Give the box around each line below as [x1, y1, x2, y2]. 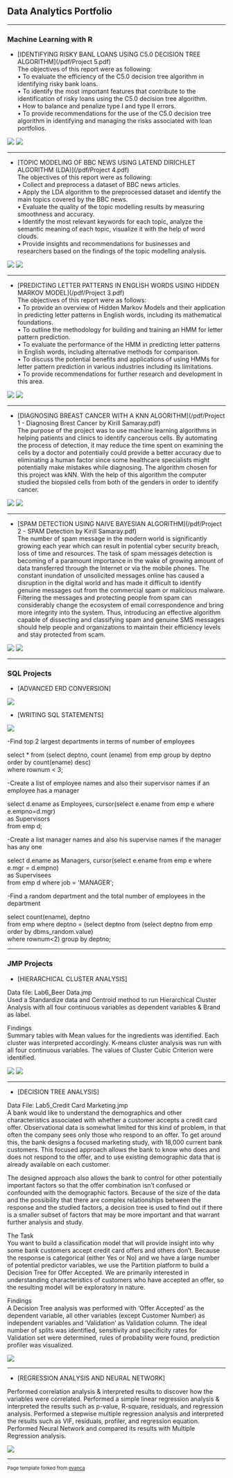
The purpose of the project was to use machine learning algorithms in [17, 427, 217, 435]
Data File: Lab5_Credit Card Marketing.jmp [7, 1101, 128, 1109]
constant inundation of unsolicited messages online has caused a [17, 571, 205, 580]
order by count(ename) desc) [7, 758, 92, 766]
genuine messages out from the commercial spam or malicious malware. [17, 586, 225, 595]
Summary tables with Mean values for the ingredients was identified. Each [7, 1031, 220, 1040]
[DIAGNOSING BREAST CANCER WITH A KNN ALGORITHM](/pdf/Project [17, 411, 225, 420]
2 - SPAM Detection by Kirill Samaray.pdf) [17, 527, 137, 536]
